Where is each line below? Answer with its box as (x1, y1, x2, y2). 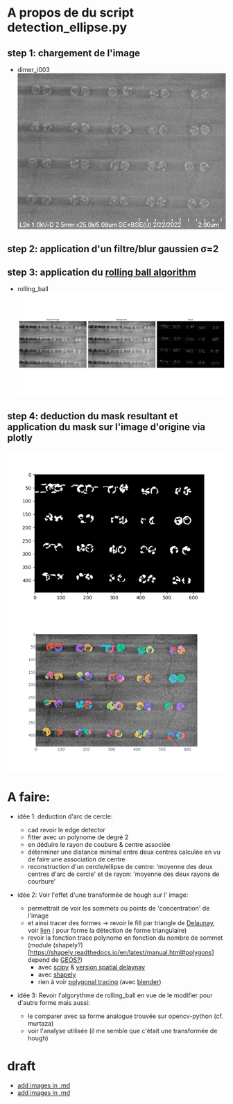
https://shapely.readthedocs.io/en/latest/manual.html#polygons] (30, 948, 214, 957)
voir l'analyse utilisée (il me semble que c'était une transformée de (27, 1027, 218, 1035)
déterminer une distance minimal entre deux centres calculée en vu (27, 848, 221, 857)
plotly (7, 432, 33, 444)
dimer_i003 (17, 66, 51, 73)
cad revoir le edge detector (27, 826, 105, 834)
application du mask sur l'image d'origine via (7, 421, 206, 432)
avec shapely (37, 970, 76, 979)
